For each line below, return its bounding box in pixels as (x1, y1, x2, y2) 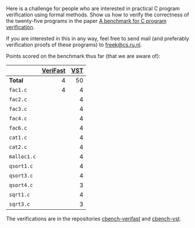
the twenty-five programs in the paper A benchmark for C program (6, 18, 167, 24)
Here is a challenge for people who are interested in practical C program (6, 5, 180, 12)
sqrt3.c (9, 201, 30, 207)
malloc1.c (9, 154, 36, 160)
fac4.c (9, 115, 27, 122)
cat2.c (9, 144, 27, 150)
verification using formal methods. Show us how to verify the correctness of (6, 11, 190, 18)
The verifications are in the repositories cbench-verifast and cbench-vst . (6, 215, 182, 222)
